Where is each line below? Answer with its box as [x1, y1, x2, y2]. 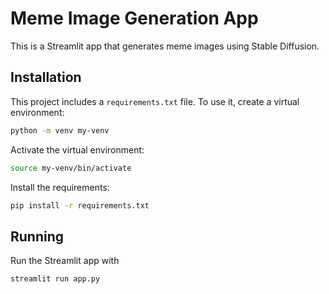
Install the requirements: [10, 181, 110, 193]
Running [10, 228, 65, 245]
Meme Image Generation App [10, 7, 259, 30]
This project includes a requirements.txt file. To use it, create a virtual [10, 95, 300, 107]
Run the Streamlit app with [10, 255, 120, 267]
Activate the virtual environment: [10, 143, 145, 156]
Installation [10, 69, 82, 86]
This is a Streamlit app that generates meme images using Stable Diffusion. [10, 40, 320, 52]
